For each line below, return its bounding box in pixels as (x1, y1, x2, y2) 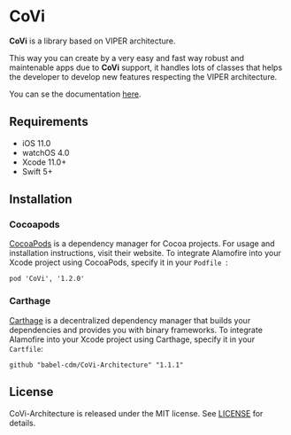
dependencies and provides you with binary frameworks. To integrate (9, 324, 264, 335)
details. (9, 417, 36, 428)
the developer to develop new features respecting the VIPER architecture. (9, 71, 278, 82)
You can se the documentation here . (9, 89, 142, 99)
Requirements (9, 114, 88, 129)
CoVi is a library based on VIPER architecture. (9, 35, 176, 46)
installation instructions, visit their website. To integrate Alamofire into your (9, 248, 281, 259)
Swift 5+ (21, 166, 53, 176)
